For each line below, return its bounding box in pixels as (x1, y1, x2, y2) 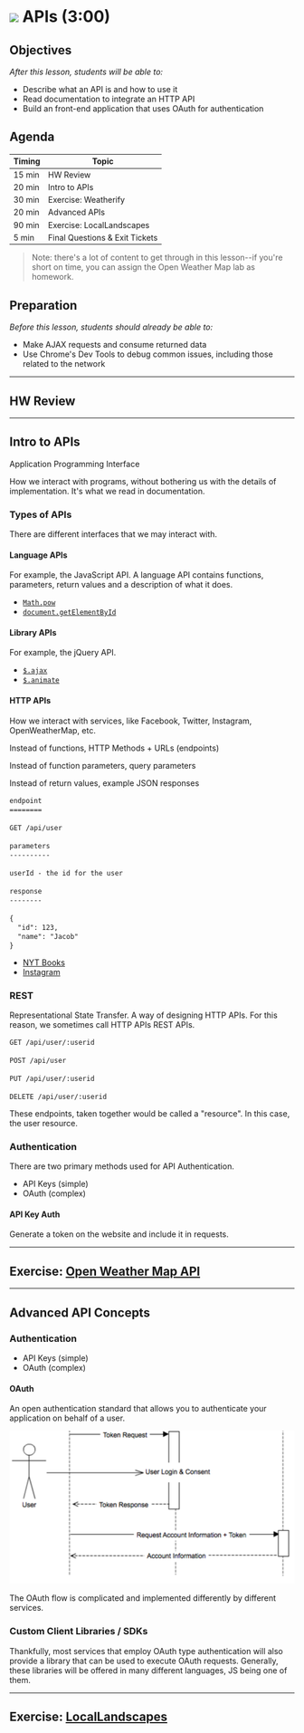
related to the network (22, 359, 106, 369)
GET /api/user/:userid (9, 1038, 95, 1047)
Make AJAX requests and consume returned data (22, 340, 207, 350)
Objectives (9, 43, 72, 58)
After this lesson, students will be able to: (9, 66, 164, 77)
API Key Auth (9, 1209, 61, 1220)
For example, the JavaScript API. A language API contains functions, (9, 570, 264, 580)
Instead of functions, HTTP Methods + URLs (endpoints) (9, 742, 220, 753)
